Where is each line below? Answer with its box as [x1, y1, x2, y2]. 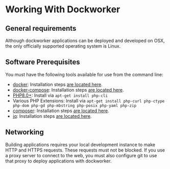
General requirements [5, 24, 77, 33]
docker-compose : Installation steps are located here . [12, 87, 124, 93]
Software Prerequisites [5, 58, 80, 67]
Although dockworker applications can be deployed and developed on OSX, [5, 37, 165, 44]
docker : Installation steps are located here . [12, 81, 103, 88]
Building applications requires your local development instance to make [5, 141, 156, 147]
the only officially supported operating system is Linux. [5, 43, 121, 49]
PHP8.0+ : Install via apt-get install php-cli [12, 92, 108, 98]
